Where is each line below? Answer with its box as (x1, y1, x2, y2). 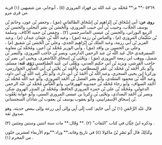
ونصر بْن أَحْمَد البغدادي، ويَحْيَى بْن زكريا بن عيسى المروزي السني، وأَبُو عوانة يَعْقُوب (5, 91, 153, 97)
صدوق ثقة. (5, 111, 25, 116)
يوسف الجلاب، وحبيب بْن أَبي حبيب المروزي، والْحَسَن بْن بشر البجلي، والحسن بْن (5, 24, 148, 30)
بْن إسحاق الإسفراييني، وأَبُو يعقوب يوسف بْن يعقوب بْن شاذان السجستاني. (5, 96, 137, 101)
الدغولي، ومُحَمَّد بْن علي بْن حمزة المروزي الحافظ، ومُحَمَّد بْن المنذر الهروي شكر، (5, 86, 149, 91)
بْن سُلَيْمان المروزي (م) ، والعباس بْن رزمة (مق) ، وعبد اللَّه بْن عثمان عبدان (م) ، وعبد (5, 34, 157, 40)
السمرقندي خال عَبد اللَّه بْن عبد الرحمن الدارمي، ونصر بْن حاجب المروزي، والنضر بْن (5, 50, 155, 56)
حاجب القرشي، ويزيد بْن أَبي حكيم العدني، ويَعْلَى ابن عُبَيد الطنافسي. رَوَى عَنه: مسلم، (5, 60, 155, 66)
